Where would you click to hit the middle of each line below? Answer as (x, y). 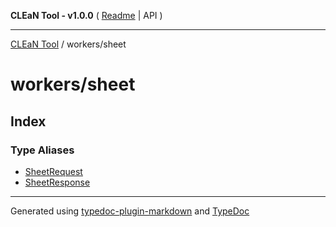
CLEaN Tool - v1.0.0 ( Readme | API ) (86, 15)
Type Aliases (42, 150)
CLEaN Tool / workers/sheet (68, 44)
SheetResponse (57, 182)
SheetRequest (53, 171)
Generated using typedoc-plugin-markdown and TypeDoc (130, 211)
